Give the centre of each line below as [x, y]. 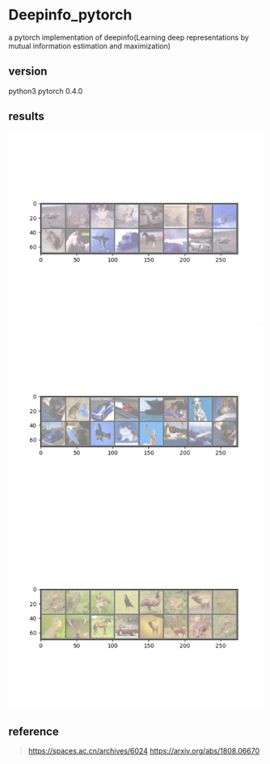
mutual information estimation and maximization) [90, 45]
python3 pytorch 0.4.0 [46, 91]
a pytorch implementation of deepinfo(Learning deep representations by [129, 37]
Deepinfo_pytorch [70, 15]
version [28, 72]
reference [34, 731]
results [26, 116]
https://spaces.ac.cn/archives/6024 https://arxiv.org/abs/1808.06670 [144, 751]
